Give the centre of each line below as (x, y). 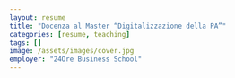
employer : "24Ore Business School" (76, 59)
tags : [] (26, 43)
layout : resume (38, 17)
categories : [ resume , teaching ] (70, 34)
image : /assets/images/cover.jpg (72, 51)
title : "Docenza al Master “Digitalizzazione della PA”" (118, 26)
